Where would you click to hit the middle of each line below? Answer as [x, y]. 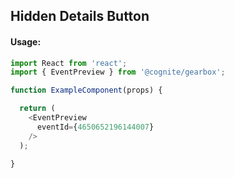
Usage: [26, 41]
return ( [37, 109]
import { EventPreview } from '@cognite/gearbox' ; [118, 72]
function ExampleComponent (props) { [86, 90]
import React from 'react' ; [69, 63]
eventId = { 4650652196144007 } [95, 127]
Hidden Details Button [80, 16]
